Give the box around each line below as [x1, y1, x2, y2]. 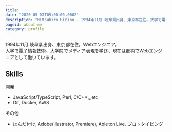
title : [5, 7, 19, 13]
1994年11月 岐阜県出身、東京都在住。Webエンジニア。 [5, 42, 119, 48]
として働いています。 [14, 54, 59, 61]
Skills [5, 69, 23, 78]
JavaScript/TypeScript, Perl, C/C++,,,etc [12, 93, 98, 100]
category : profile [5, 27, 45, 32]
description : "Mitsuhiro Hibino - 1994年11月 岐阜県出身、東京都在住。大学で [5, 17, 162, 22]
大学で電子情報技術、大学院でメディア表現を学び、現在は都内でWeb [5, 48, 149, 54]
